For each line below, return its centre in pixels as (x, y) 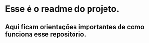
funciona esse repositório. (45, 34)
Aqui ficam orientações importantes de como (75, 27)
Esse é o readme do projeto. (62, 9)
